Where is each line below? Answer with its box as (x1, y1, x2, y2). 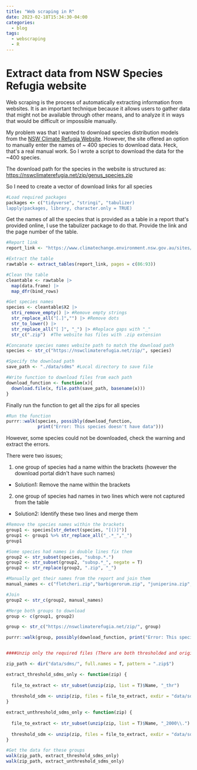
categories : (6, 19, 35, 25)
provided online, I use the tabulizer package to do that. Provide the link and (6, 222, 188, 229)
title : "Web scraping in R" (6, 8, 75, 15)
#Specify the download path (6, 358, 75, 365)
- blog (11, 25, 28, 31)
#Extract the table (6, 256, 54, 262)
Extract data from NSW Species (6, 67, 163, 80)
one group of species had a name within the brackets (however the (14, 464, 177, 471)
